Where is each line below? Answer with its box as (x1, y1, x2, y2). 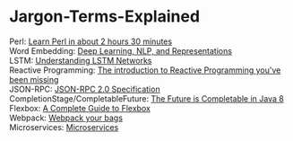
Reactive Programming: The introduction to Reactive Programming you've (9, 65, 281, 75)
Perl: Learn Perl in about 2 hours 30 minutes (9, 36, 173, 47)
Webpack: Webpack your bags (9, 112, 124, 123)
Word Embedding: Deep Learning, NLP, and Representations (9, 45, 233, 56)
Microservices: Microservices (9, 121, 119, 132)
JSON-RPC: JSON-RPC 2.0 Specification (9, 84, 160, 94)
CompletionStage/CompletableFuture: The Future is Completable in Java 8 (9, 93, 284, 104)
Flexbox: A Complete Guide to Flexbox (9, 102, 151, 113)
